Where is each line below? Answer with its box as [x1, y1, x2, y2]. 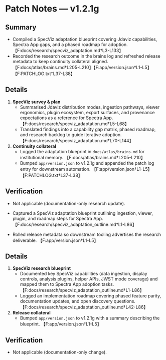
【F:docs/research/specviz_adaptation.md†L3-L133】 [12, 48, 124, 53]
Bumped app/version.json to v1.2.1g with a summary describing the [20, 315, 160, 321]
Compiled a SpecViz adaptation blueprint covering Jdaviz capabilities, [12, 36, 157, 42]
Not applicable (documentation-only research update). [12, 200, 125, 206]
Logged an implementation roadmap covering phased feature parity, [20, 293, 161, 299]
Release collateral [12, 310, 51, 316]
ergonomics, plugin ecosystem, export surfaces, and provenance [20, 109, 155, 115]
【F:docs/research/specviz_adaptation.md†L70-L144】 [20, 137, 134, 143]
